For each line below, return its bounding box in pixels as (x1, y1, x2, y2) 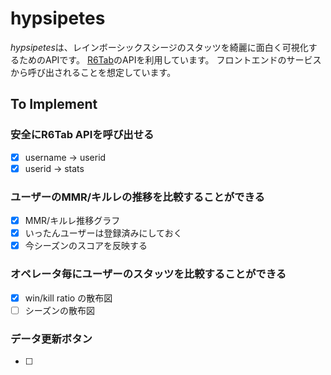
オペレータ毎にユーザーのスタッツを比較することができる (10, 267, 287, 281)
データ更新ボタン (10, 332, 93, 346)
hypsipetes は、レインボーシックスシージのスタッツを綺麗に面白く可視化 (10, 41, 309, 53)
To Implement (10, 96, 98, 113)
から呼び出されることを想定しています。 (10, 66, 177, 78)
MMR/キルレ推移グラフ (24, 215, 121, 227)
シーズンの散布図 (24, 304, 96, 316)
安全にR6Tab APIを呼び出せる (10, 128, 155, 142)
